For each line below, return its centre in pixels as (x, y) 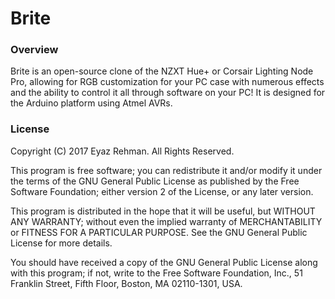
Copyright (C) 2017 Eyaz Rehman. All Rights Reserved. (122, 151)
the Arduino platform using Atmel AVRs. (91, 103)
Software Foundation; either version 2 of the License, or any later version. (162, 191)
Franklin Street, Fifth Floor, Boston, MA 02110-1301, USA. (126, 283)
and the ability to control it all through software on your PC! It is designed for (168, 93)
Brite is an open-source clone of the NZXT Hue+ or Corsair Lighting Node (162, 71)
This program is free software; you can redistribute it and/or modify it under (166, 170)
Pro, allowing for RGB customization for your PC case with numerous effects (167, 82)
